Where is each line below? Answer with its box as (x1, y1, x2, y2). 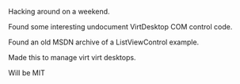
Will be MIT (8, 68, 46, 78)
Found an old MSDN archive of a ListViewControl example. (8, 37, 200, 47)
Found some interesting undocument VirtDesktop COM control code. (8, 22, 233, 31)
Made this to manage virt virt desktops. (8, 53, 136, 62)
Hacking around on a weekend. (8, 7, 110, 16)
